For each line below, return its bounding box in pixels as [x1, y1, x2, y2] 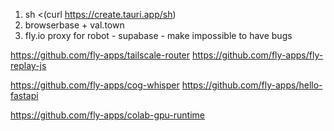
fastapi [10, 90, 39, 101]
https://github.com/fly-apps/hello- [181, 79, 323, 91]
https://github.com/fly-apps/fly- [191, 49, 324, 61]
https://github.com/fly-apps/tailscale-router [10, 49, 191, 61]
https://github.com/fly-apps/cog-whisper [10, 79, 180, 91]
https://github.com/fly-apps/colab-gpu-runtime [10, 109, 205, 121]
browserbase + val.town [24, 19, 125, 31]
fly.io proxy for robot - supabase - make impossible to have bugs [24, 30, 293, 41]
